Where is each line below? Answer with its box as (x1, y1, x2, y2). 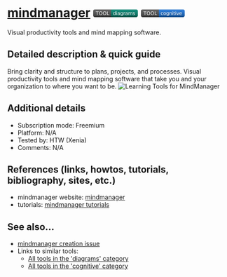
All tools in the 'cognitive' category (27, 262, 128, 271)
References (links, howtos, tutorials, (7, 163, 170, 175)
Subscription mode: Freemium (17, 121, 105, 129)
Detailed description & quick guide (7, 48, 161, 60)
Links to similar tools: (17, 247, 79, 255)
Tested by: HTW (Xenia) (17, 135, 87, 144)
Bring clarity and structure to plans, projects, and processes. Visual (7, 67, 202, 75)
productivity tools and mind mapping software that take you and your (7, 74, 207, 83)
